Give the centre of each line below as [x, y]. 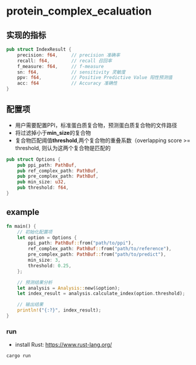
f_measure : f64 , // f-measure [60, 66]
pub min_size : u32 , [42, 182]
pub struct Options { [34, 159]
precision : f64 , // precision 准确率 [69, 55]
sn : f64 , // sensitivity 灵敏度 [71, 72]
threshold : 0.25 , [50, 265]
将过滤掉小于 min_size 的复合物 [53, 132]
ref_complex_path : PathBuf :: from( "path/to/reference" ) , [100, 249]
